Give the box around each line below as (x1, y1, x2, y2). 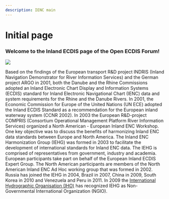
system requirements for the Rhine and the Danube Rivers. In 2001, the (5, 96, 154, 102)
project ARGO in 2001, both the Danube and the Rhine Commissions (5, 80, 148, 86)
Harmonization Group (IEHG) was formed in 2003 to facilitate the (5, 139, 142, 145)
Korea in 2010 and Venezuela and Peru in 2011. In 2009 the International (5, 177, 156, 184)
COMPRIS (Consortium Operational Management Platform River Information (5, 118, 164, 124)
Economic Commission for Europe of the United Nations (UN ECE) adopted (5, 102, 162, 108)
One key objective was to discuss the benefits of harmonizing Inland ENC (5, 129, 159, 135)
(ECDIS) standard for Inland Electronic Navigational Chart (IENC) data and (5, 90, 160, 97)
